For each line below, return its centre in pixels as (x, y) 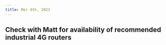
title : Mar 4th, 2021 (28, 10)
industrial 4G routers (38, 38)
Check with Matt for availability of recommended (83, 30)
